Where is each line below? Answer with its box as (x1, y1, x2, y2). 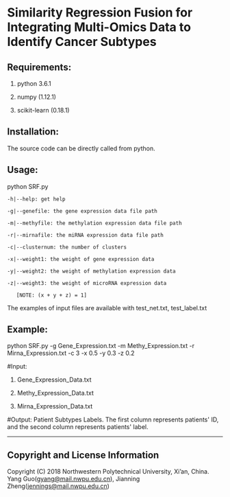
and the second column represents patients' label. (7, 423, 149, 431)
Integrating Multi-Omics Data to (7, 19, 192, 35)
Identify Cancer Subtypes (7, 34, 157, 49)
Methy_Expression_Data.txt (16, 389, 94, 397)
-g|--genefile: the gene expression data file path (7, 207, 157, 214)
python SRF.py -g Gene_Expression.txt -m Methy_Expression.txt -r (7, 342, 195, 350)
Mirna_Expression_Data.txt (16, 402, 93, 411)
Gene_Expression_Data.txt (16, 375, 92, 384)
